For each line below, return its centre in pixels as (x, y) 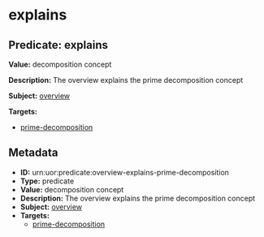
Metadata (33, 153)
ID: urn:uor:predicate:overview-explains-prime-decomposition (125, 172)
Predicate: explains (58, 45)
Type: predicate (47, 181)
